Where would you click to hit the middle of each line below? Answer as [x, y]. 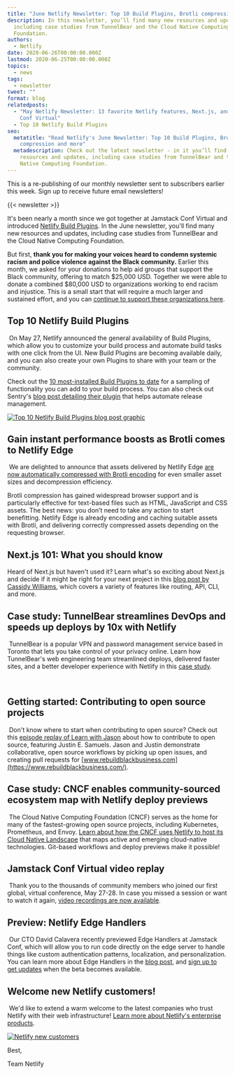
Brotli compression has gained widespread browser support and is [103, 496]
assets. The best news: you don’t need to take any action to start [100, 511]
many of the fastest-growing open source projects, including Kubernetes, [113, 824]
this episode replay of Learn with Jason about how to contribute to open [111, 737]
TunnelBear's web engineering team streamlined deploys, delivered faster [114, 659]
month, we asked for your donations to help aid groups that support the [110, 269]
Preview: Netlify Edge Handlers [77, 922]
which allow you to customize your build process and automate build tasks [115, 345]
